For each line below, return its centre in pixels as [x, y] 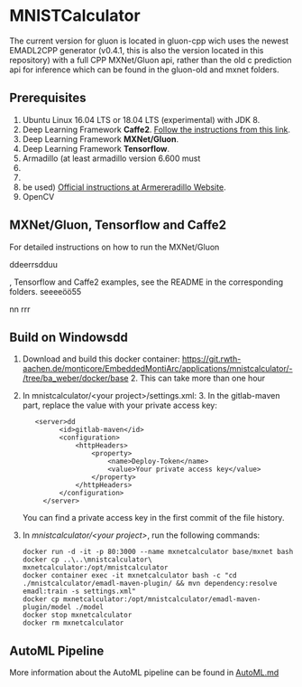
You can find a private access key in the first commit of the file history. [153, 518]
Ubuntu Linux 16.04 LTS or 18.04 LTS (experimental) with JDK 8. [141, 119]
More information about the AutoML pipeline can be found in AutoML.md [144, 673]
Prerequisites [48, 98]
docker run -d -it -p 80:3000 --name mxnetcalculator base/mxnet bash [158, 552]
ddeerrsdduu [34, 264]
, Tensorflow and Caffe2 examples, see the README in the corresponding [146, 282]
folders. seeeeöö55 [46, 291]
